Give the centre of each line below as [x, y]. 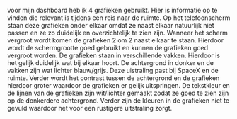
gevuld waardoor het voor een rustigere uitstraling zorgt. [90, 108]
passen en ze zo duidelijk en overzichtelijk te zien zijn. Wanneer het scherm [118, 33]
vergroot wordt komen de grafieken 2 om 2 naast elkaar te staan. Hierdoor [116, 40]
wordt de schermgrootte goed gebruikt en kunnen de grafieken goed [108, 48]
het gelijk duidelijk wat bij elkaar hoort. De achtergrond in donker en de [111, 63]
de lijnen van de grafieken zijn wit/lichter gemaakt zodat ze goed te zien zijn [118, 93]
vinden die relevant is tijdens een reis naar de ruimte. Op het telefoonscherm [119, 18]
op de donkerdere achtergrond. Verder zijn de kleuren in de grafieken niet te [118, 101]
